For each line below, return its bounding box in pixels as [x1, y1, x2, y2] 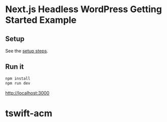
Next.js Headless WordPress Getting [5, 4, 162, 15]
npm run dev [5, 80, 30, 86]
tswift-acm [5, 107, 53, 119]
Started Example [5, 14, 77, 26]
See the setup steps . [5, 48, 49, 54]
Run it [5, 62, 24, 71]
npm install [5, 76, 30, 81]
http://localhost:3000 [5, 90, 50, 96]
